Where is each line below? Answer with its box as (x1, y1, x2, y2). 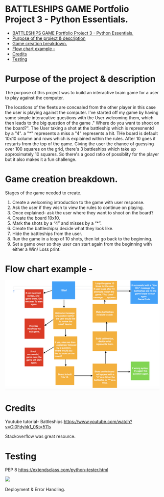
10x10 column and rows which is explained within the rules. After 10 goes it (5, 135, 156, 141)
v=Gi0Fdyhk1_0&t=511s (5, 424, 51, 430)
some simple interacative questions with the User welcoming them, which (5, 114, 154, 121)
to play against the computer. (5, 95, 64, 101)
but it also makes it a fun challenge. (5, 156, 77, 162)
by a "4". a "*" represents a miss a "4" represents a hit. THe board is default (5, 130, 158, 136)
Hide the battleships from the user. (12, 231, 82, 236)
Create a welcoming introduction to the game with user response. (12, 199, 144, 205)
